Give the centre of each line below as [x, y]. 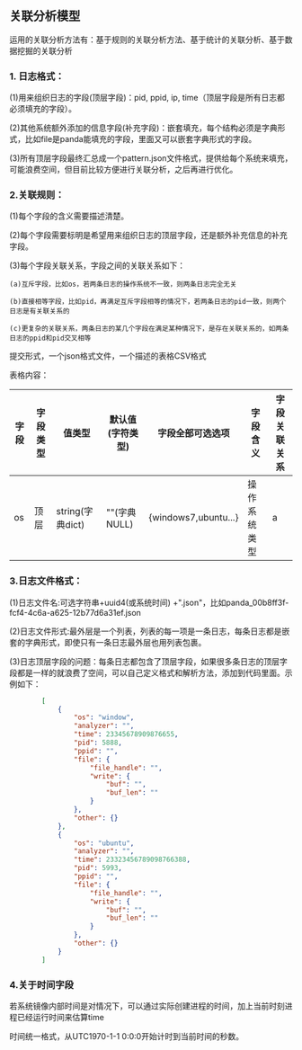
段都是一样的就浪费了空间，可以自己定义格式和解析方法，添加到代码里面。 [147, 672]
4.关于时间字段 [42, 984]
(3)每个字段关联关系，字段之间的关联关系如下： [98, 266]
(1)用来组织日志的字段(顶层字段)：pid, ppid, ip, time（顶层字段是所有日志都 [147, 98]
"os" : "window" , [104, 717]
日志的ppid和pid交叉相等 [50, 338]
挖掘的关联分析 [44, 50]
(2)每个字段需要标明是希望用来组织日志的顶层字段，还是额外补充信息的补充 [148, 236]
